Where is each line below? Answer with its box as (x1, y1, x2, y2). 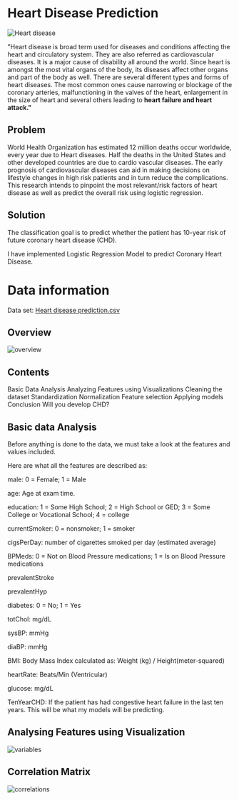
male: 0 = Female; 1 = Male (7, 475, 87, 484)
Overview (7, 326, 52, 339)
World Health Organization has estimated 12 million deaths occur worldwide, (7, 143, 232, 151)
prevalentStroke (7, 573, 55, 581)
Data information (7, 282, 110, 298)
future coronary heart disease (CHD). (7, 236, 118, 244)
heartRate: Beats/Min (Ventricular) (7, 670, 108, 679)
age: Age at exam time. (7, 489, 76, 497)
